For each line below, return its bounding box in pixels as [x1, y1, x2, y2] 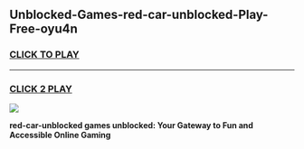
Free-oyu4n [9, 22, 79, 37]
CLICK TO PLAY [9, 49, 80, 61]
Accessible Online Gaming [9, 129, 111, 140]
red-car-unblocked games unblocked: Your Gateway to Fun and [9, 119, 253, 130]
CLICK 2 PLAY [9, 82, 72, 95]
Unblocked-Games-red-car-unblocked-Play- [9, 7, 269, 23]
